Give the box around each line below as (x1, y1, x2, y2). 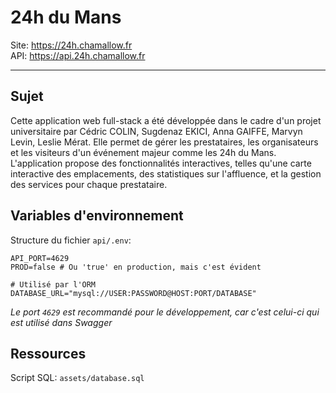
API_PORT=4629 (10, 253, 70, 263)
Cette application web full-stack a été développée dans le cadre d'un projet (10, 114, 322, 126)
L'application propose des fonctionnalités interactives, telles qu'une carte (10, 157, 312, 169)
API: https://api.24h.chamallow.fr (10, 49, 146, 61)
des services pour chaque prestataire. (10, 178, 168, 190)
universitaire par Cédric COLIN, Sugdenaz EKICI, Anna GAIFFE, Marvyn (10, 125, 303, 137)
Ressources (10, 345, 87, 362)
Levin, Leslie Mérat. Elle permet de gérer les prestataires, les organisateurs (10, 136, 319, 148)
